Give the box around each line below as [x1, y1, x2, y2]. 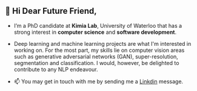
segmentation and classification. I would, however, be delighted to [13, 59, 179, 66]
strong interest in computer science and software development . [13, 28, 177, 36]
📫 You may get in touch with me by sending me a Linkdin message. [13, 78, 184, 85]
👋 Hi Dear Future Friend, [5, 6, 97, 16]
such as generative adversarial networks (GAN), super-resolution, [13, 52, 179, 60]
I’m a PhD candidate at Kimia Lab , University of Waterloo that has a [13, 22, 182, 29]
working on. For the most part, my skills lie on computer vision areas [13, 46, 185, 54]
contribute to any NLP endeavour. [13, 66, 98, 73]
